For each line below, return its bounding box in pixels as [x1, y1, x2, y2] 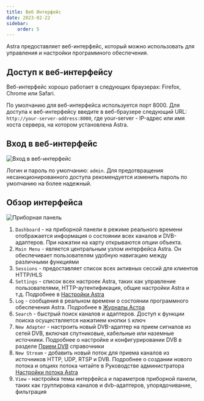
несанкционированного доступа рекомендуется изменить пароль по [6, 173, 188, 180]
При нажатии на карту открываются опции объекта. [45, 238, 183, 246]
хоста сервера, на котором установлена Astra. [6, 121, 129, 128]
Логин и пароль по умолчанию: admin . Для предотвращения [6, 166, 164, 174]
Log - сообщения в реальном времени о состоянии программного [15, 297, 189, 304]
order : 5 [17, 26, 40, 32]
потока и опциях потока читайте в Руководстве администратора [15, 362, 184, 369]
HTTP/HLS [15, 271, 43, 278]
